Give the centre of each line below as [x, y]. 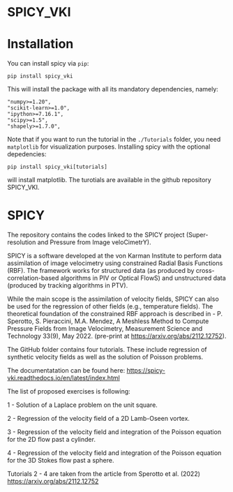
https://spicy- [146, 371]
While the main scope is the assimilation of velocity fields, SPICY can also [113, 299]
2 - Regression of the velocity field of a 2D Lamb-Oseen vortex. [99, 419]
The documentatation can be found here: [66, 371]
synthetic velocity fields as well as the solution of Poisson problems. [105, 357]
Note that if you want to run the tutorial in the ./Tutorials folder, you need [114, 140]
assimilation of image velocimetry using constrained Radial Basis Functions [115, 263]
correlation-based [33, 278]
